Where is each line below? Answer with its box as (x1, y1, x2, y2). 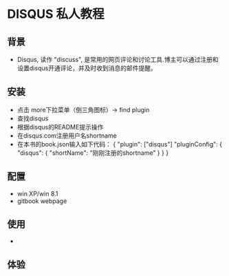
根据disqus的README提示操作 (17, 123, 104, 131)
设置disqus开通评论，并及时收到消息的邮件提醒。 (17, 64, 157, 72)
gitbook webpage (17, 197, 67, 205)
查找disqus (17, 114, 49, 123)
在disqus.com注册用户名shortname (17, 131, 117, 140)
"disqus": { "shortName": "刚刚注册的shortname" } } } (17, 149, 169, 157)
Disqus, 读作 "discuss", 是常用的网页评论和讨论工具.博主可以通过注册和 (17, 56, 219, 63)
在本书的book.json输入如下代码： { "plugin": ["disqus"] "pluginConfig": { (17, 140, 222, 148)
